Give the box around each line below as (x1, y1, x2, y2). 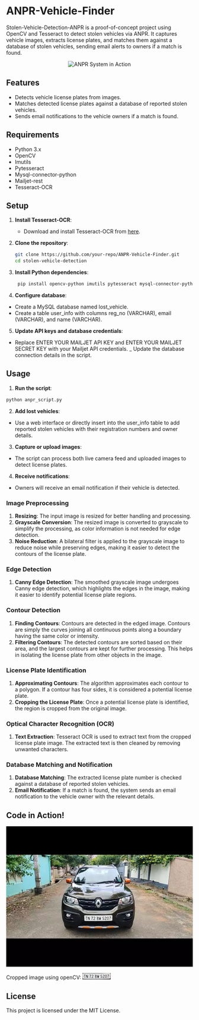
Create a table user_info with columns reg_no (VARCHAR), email (14, 310, 172, 316)
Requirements (6, 130, 59, 140)
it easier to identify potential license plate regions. (14, 591, 137, 599)
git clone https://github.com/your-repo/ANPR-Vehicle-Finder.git (14, 251, 179, 258)
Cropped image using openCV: (6, 974, 81, 981)
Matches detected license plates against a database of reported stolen (14, 100, 188, 107)
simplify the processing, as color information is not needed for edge (14, 525, 181, 532)
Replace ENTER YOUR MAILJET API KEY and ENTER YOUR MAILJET (14, 339, 182, 346)
